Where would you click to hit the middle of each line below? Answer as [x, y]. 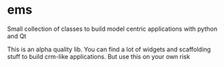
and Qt [17, 36]
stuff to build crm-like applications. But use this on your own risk [99, 56]
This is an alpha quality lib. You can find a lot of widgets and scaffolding [109, 49]
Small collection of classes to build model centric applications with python [112, 29]
